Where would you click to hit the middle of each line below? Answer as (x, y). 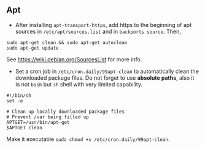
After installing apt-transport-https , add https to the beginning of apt (103, 25)
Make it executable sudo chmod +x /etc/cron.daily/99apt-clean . (88, 139)
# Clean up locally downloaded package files (65, 112)
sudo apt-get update (33, 48)
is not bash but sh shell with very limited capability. (79, 84)
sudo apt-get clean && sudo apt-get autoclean (67, 42)
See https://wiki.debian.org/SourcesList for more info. (74, 59)
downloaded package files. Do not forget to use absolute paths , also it (105, 78)
